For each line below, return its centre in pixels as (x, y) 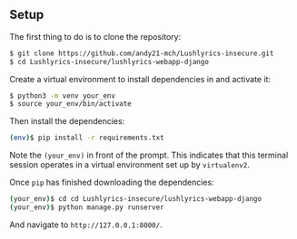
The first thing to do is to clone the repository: (95, 36)
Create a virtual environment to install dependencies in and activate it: (140, 79)
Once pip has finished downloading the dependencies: (112, 182)
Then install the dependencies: (67, 121)
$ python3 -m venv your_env (63, 96)
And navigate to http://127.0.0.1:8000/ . (86, 225)
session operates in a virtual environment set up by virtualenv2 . (129, 165)
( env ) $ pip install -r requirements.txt (87, 138)
